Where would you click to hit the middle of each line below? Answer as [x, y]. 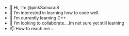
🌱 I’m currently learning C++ [38, 18]
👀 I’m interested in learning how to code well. [55, 13]
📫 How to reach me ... [32, 28]
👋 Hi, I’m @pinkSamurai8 [34, 8]
